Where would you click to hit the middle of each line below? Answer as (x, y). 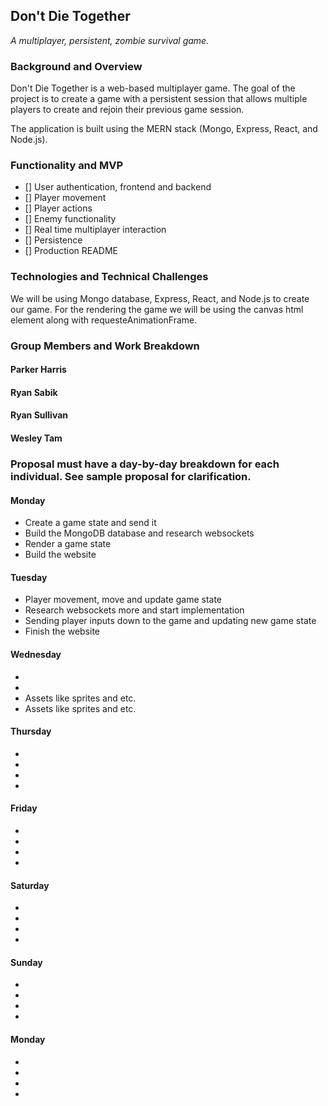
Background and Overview (76, 66)
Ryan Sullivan (39, 415)
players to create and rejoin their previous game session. (127, 110)
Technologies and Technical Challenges (109, 277)
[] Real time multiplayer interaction (95, 230)
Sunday (26, 962)
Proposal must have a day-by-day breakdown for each (145, 464)
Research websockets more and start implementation (134, 610)
